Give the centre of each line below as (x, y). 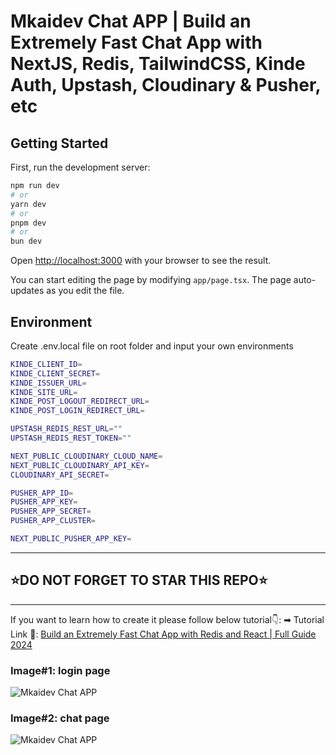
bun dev (26, 241)
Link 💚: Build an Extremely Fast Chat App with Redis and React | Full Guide (163, 634)
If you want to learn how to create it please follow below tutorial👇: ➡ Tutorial (167, 619)
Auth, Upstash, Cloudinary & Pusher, (166, 85)
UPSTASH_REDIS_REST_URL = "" (66, 429)
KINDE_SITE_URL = (44, 392)
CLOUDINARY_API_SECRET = (60, 475)
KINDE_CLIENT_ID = (46, 364)
